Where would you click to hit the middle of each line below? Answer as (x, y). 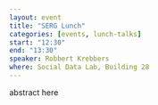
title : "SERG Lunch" (48, 26)
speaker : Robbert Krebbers (59, 59)
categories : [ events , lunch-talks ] (75, 34)
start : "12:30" (37, 42)
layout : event (36, 17)
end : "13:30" (33, 51)
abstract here (34, 92)
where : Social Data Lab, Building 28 (79, 68)
